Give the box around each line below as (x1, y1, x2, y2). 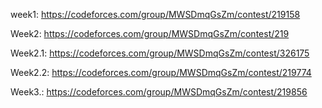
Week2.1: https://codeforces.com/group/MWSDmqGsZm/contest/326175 (10, 47, 310, 59)
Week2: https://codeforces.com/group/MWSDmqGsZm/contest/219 (10, 28, 290, 39)
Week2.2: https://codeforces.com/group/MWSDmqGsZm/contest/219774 (10, 67, 312, 78)
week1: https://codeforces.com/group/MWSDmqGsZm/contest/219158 (10, 9, 301, 20)
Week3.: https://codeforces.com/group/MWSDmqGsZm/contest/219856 (10, 86, 308, 98)
